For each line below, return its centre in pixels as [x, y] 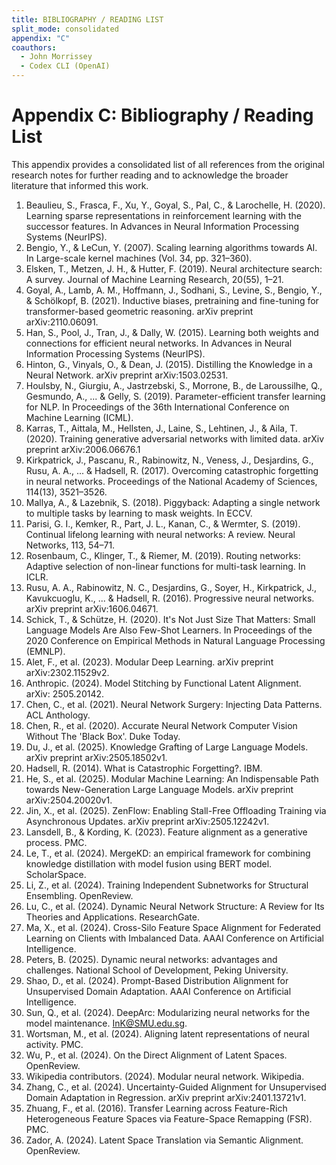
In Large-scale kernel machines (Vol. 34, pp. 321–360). [139, 258]
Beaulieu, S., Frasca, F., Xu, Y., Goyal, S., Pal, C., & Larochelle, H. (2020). [175, 205]
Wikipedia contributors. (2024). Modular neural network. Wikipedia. [165, 1076]
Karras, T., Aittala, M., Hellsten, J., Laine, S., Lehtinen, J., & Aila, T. [161, 428]
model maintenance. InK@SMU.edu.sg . [106, 1023]
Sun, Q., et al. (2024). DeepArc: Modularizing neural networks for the [168, 1012]
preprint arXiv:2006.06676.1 [83, 449]
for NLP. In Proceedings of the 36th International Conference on [157, 407]
